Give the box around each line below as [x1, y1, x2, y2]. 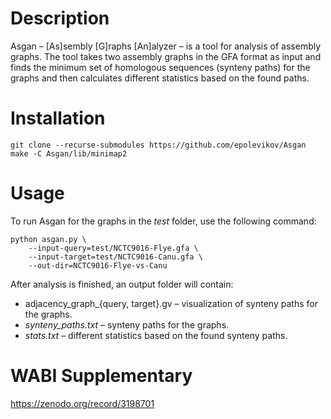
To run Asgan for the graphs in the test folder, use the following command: [10, 215, 317, 227]
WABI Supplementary [10, 365, 193, 387]
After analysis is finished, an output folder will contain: [10, 278, 234, 290]
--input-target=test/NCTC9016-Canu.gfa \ [28, 252, 203, 262]
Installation [10, 107, 106, 130]
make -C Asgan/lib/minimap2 [10, 148, 128, 159]
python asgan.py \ [10, 234, 87, 244]
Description [10, 7, 110, 30]
